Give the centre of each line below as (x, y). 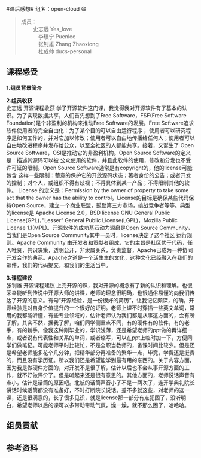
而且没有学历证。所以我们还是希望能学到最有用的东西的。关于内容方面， (106, 360)
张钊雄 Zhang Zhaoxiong (68, 44)
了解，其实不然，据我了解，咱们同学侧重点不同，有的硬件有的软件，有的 (95, 323)
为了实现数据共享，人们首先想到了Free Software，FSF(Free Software (101, 115)
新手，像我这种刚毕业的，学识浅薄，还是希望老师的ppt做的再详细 (107, 330)
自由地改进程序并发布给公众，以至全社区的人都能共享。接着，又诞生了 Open (100, 145)
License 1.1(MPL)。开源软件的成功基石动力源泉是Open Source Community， (100, 228)
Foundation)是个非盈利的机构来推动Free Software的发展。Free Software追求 (100, 123)
